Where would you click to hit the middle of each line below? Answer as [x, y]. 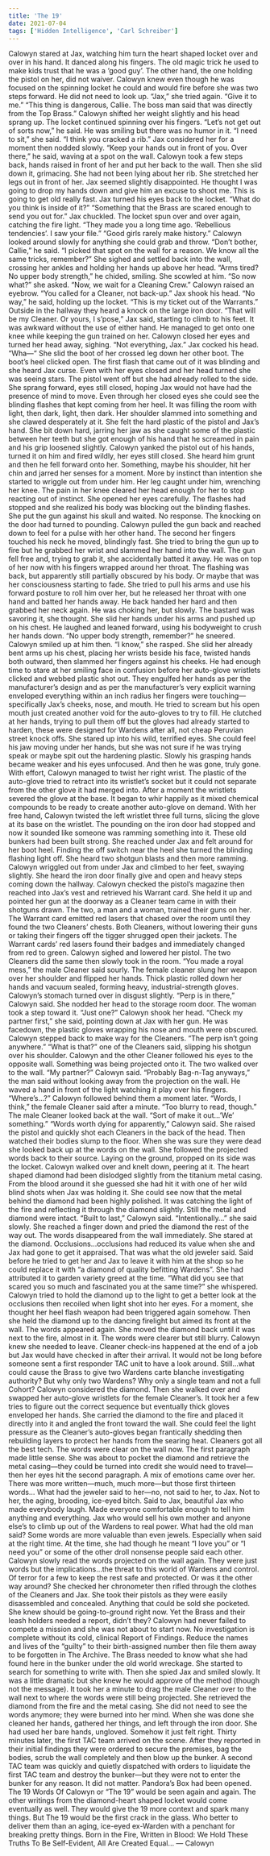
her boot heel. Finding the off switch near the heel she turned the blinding [131, 850]
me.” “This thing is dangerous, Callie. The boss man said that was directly [131, 105]
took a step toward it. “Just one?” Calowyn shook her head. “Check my [126, 1013]
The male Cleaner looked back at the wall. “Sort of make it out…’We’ [121, 1115]
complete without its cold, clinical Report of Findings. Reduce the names [128, 1638]
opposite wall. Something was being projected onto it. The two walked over [133, 1064]
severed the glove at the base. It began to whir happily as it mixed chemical [134, 799]
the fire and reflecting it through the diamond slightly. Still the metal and [127, 1210]
